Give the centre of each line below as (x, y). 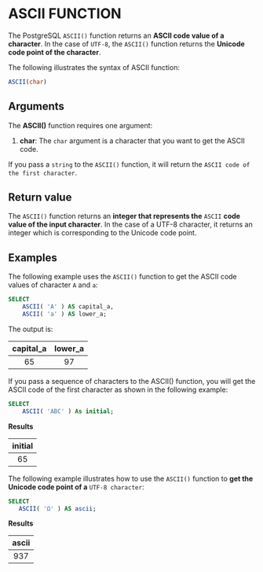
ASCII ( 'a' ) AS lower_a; (65, 314)
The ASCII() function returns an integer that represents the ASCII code (124, 216)
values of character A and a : (53, 285)
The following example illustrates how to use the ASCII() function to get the (131, 478)
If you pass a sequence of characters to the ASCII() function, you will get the (132, 381)
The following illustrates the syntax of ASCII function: (94, 67)
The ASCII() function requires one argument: (80, 125)
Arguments (37, 107)
